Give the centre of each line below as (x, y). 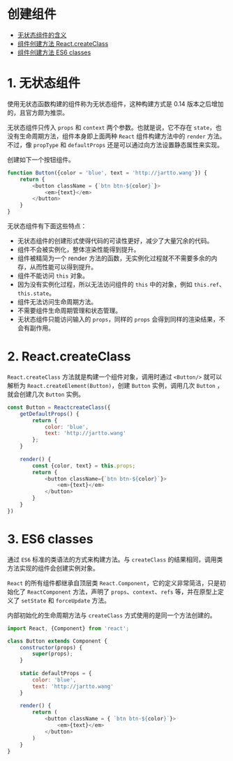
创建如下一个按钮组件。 (41, 159)
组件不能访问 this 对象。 (53, 276)
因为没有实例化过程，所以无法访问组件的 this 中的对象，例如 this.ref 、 (121, 284)
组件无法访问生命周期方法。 (57, 302)
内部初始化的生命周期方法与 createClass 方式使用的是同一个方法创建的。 (112, 615)
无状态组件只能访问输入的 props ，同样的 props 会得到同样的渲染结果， (118, 319)
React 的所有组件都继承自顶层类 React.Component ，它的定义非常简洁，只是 (114, 582)
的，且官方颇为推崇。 (38, 112)
